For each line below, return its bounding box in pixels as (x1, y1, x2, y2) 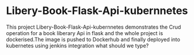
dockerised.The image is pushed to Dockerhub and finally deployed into (6, 36, 180, 43)
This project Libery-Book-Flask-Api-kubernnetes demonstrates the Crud (6, 23, 181, 30)
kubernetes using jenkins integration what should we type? (6, 42, 149, 49)
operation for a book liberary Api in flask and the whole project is (6, 29, 163, 36)
